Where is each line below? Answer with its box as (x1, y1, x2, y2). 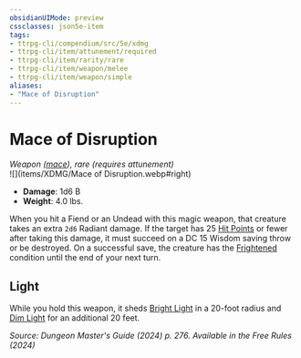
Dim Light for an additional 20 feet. (9, 312, 140, 323)
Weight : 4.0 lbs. (22, 196, 84, 207)
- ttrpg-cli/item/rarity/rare (9, 56, 125, 65)
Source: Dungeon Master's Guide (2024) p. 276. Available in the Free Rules (9, 330, 292, 342)
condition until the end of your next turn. (9, 252, 161, 263)
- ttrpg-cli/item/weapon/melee (9, 65, 129, 74)
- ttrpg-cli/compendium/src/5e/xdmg (9, 38, 149, 48)
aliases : (9, 81, 43, 90)
